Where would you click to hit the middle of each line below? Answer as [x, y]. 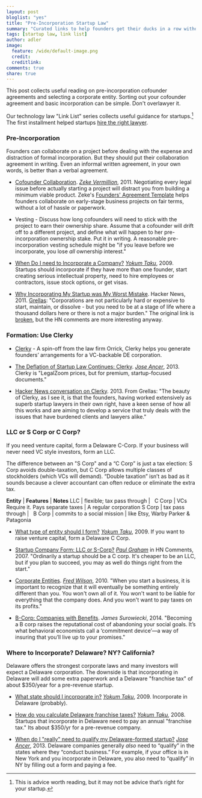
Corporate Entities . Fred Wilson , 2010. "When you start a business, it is [103, 580]
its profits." [28, 606]
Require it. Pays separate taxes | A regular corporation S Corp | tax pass [96, 507]
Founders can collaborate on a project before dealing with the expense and [99, 151]
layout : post [23, 12]
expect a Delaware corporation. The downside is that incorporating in [92, 672]
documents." [31, 379]
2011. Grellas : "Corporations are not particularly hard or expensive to [100, 300]
